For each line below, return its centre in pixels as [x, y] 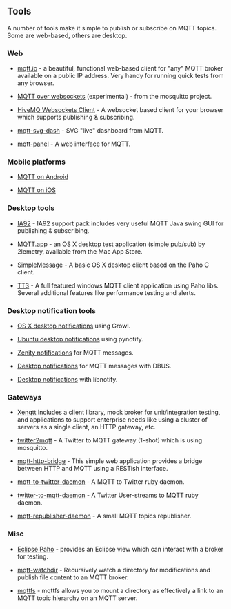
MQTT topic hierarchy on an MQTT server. [77, 598]
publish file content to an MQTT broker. [73, 577]
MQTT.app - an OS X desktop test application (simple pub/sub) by [111, 244]
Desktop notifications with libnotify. [67, 379]
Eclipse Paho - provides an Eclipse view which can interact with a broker [120, 549]
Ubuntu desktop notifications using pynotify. [80, 339]
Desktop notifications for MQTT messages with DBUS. [94, 366]
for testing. [33, 556]
